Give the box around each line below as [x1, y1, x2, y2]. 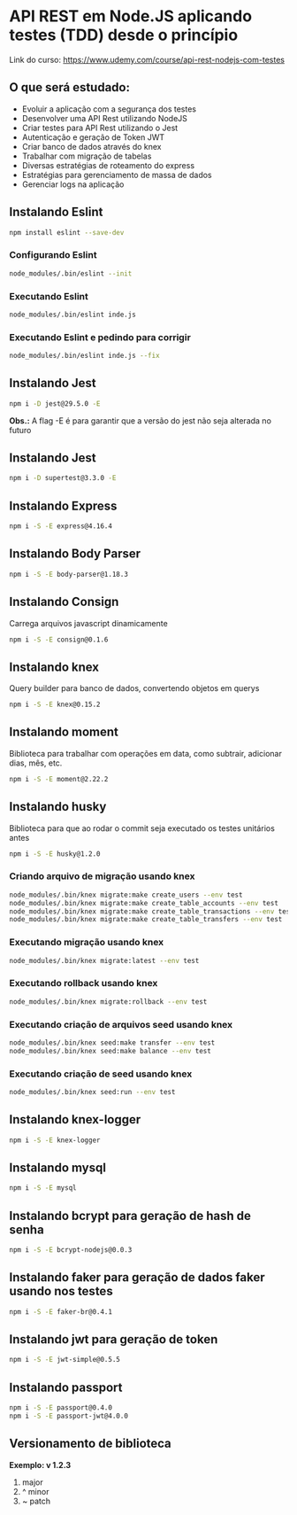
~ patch [21, 1496, 51, 1506]
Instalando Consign [9, 594, 119, 610]
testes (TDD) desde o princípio [9, 25, 239, 45]
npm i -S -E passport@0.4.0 [9, 1403, 113, 1412]
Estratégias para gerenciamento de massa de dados [21, 169, 212, 180]
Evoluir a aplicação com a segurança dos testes [21, 104, 197, 114]
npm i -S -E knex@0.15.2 [9, 700, 101, 710]
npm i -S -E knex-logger [9, 1136, 101, 1145]
